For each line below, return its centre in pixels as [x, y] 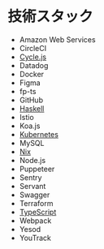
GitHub [31, 100]
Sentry [30, 177]
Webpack [35, 221]
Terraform [36, 203]
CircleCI [32, 48]
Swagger [35, 195]
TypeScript [38, 212]
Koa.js [30, 126]
